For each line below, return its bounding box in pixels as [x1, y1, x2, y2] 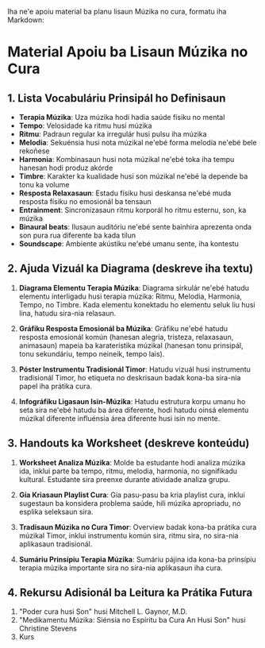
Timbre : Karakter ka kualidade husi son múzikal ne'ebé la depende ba [18, 172, 248, 181]
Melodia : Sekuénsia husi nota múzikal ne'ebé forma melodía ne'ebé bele [18, 138, 257, 147]
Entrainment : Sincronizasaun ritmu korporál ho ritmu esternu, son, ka [18, 206, 247, 214]
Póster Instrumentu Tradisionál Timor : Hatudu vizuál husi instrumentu [18, 364, 252, 374]
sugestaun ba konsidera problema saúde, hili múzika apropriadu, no [18, 498, 241, 507]
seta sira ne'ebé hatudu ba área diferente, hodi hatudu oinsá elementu [18, 405, 249, 415]
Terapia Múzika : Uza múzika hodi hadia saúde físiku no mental [18, 113, 225, 121]
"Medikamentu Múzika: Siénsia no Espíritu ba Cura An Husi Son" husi [18, 615, 246, 625]
